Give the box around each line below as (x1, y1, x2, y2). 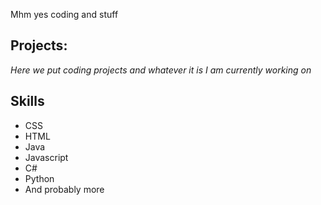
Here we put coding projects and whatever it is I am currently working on (10, 64, 312, 76)
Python (24, 172, 55, 184)
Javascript (24, 151, 69, 163)
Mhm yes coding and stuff (10, 9, 119, 20)
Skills (10, 93, 45, 110)
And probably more (24, 183, 105, 195)
